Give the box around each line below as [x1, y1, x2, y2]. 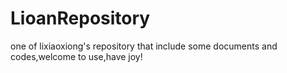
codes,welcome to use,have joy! [10, 50, 143, 62]
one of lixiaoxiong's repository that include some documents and [10, 40, 278, 52]
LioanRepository [10, 7, 151, 30]
